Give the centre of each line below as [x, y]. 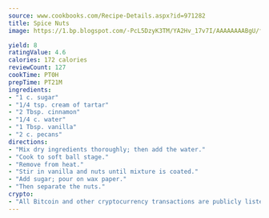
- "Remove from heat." [46, 164]
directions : [28, 142]
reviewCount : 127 [37, 68]
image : [19, 30]
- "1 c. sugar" [34, 97]
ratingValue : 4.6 [37, 53]
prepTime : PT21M [35, 82]
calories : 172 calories [48, 60]
